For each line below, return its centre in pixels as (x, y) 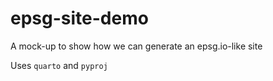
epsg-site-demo (79, 18)
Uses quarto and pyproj (59, 65)
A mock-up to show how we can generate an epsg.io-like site (136, 46)
